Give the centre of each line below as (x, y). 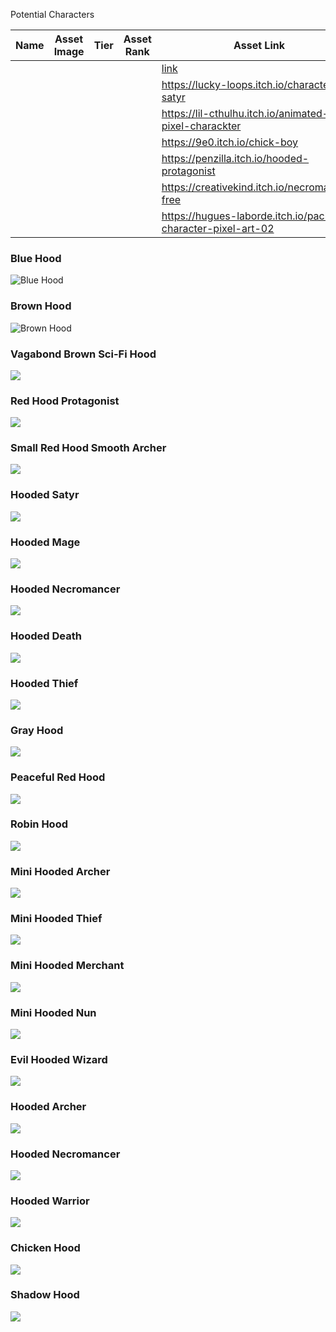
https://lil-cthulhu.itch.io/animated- (245, 113)
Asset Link (259, 45)
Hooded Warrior (50, 1201)
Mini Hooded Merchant (67, 966)
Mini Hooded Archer (60, 871)
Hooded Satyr (45, 495)
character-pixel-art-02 (218, 228)
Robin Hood (39, 824)
